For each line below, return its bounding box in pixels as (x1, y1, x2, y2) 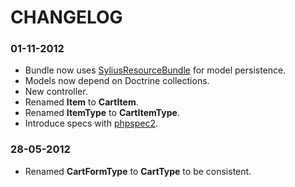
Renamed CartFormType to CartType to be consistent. (24, 165, 252, 177)
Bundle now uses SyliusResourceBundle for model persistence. (24, 64, 287, 76)
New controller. (24, 86, 88, 98)
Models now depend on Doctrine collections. (24, 75, 210, 87)
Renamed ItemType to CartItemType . (24, 107, 180, 119)
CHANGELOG (10, 6, 123, 29)
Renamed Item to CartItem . (24, 96, 139, 108)
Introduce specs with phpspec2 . (24, 117, 159, 130)
